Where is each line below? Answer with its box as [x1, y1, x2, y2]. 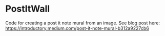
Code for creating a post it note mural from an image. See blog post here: [5, 20, 160, 26]
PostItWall [5, 3, 50, 15]
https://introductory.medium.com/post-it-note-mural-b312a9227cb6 [5, 25, 150, 31]
